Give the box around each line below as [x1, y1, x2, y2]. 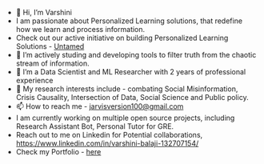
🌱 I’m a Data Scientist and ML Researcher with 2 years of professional [15, 67, 246, 76]
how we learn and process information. [15, 25, 146, 34]
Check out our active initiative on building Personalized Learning [15, 33, 229, 42]
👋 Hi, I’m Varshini [15, 8, 72, 17]
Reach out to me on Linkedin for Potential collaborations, [15, 130, 203, 139]
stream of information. [15, 58, 90, 68]
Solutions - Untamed [15, 42, 85, 51]
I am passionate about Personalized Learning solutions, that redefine [15, 16, 242, 26]
